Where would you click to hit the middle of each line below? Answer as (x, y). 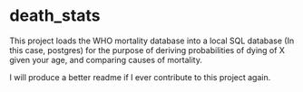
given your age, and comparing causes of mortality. (106, 60)
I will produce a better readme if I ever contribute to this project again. (140, 77)
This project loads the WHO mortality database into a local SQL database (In (152, 41)
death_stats (55, 16)
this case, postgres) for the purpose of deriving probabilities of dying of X (147, 50)
